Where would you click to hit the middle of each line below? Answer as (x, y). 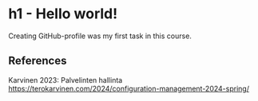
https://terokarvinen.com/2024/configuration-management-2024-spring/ (129, 88)
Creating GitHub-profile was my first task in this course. (100, 36)
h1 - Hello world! (63, 14)
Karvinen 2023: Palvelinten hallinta (65, 80)
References (38, 61)
